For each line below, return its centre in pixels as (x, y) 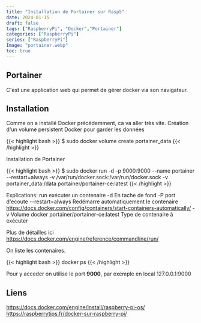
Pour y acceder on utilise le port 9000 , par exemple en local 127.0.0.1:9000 (99, 274)
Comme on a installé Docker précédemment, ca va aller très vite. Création (97, 123)
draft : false (22, 23)
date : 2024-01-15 (28, 17)
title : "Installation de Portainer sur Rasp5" (65, 12)
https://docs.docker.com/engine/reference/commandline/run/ (82, 239)
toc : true (19, 51)
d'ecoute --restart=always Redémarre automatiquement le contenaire (92, 201)
